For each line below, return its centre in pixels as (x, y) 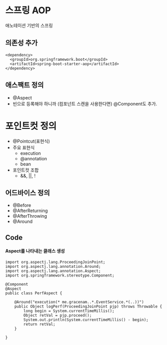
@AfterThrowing (30, 216)
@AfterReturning (30, 211)
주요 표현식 (24, 147)
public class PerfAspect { (34, 293)
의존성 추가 (22, 43)
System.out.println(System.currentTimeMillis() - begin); (86, 320)
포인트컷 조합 (26, 170)
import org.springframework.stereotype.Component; (60, 275)
